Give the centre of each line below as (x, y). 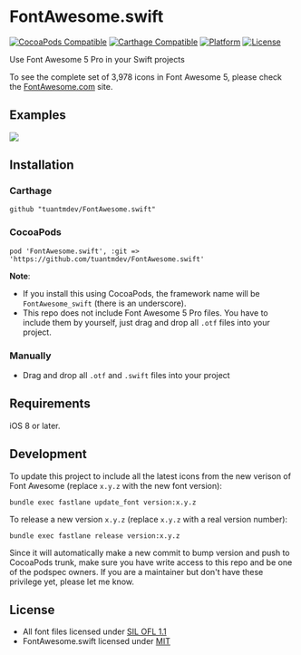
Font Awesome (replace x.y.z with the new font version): (116, 485)
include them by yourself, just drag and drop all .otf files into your (146, 322)
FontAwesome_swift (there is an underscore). (105, 303)
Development (49, 454)
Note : (20, 276)
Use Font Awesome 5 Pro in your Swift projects (97, 59)
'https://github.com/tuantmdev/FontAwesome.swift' (107, 259)
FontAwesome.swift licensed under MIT (96, 641)
